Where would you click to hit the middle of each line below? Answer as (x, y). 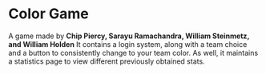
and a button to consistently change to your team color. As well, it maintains (133, 53)
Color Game (49, 14)
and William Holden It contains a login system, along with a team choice (128, 44)
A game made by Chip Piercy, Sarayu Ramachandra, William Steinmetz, (129, 36)
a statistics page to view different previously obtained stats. (107, 61)
